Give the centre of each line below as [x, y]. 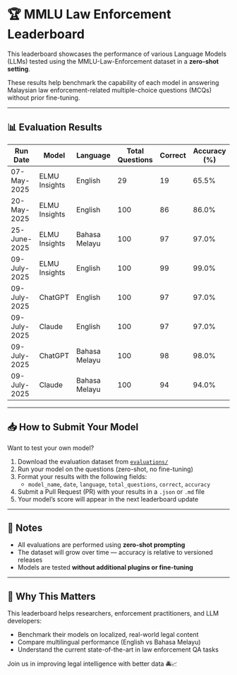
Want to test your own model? [51, 448]
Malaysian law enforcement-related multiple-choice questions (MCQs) [110, 90]
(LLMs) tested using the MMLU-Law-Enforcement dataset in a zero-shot [113, 61]
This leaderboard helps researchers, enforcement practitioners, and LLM [113, 613]
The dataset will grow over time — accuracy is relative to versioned [115, 553]
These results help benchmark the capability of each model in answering [113, 82]
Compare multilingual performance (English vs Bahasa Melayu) [109, 642]
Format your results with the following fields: [82, 476]
